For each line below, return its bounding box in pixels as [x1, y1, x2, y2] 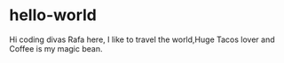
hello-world [9, 5, 98, 25]
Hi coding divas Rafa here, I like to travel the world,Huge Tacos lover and [9, 34, 275, 45]
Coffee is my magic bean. [9, 43, 103, 53]
